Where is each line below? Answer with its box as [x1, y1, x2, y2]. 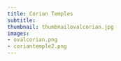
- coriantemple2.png [7, 43, 68, 50]
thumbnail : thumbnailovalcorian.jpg [7, 23, 114, 30]
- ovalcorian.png [7, 36, 58, 43]
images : [7, 29, 30, 37]
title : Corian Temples [7, 10, 73, 18]
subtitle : [7, 17, 36, 24]
